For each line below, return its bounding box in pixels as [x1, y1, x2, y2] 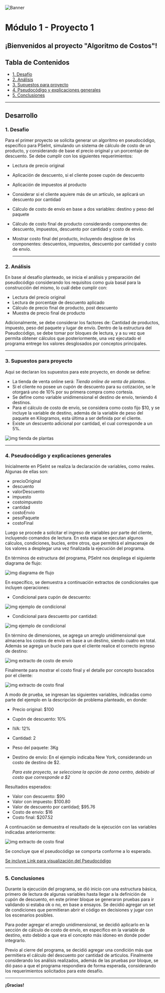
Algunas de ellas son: [5, 468, 49, 474]
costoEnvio [12, 509, 35, 515]
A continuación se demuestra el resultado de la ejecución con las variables [5, 824, 157, 830]
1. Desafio [5, 126, 29, 133]
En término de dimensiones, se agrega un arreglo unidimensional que [5, 632, 146, 638]
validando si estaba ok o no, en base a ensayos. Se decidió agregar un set [5, 902, 156, 908]
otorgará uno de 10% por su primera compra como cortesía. [12, 389, 134, 395]
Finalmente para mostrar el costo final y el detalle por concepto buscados [5, 667, 155, 673]
